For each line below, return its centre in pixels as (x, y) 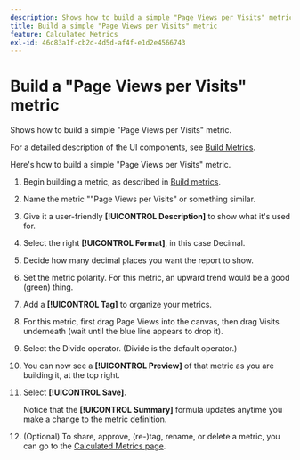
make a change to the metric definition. (95, 419)
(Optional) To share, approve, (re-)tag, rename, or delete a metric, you (151, 437)
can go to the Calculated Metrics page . (94, 446)
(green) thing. (48, 287)
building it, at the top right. (72, 375)
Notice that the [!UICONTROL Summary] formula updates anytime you (153, 410)
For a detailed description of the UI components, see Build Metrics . (133, 147)
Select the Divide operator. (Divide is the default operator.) (130, 349)
